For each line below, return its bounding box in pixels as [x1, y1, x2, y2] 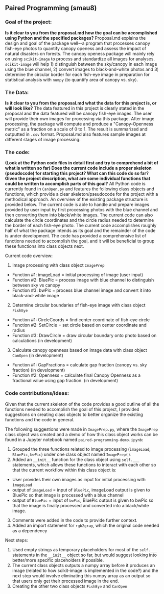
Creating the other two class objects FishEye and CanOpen [12, 583, 127, 589]
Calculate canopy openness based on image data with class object [12, 347, 147, 353]
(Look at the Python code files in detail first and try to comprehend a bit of [5, 160, 159, 166]
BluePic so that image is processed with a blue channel [12, 492, 124, 498]
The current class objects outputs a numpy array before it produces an [12, 562, 155, 568]
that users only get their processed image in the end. [12, 578, 119, 584]
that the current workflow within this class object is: [12, 467, 117, 473]
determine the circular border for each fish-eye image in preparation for [5, 71, 150, 77]
